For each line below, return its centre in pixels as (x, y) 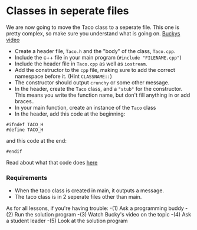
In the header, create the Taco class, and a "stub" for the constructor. (98, 88)
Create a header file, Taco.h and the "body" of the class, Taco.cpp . (95, 51)
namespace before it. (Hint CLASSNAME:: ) (63, 76)
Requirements (27, 178)
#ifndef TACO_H (25, 124)
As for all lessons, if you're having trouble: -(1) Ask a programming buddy (95, 208)
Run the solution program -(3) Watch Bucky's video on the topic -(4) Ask (103, 215)
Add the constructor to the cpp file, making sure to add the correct (95, 70)
